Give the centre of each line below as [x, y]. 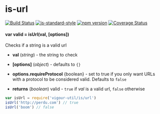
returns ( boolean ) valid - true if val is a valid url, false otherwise [79, 89]
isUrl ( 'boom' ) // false [30, 107]
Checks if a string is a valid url [36, 45]
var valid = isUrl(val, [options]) [37, 34]
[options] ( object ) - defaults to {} [46, 64]
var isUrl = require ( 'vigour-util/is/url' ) [51, 98]
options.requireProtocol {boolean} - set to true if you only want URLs [83, 74]
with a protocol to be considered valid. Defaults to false [69, 79]
